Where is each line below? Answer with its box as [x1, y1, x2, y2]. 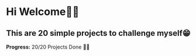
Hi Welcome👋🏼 [6, 5, 80, 18]
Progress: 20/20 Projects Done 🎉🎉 [6, 43, 90, 50]
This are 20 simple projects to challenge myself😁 [6, 28, 191, 38]
